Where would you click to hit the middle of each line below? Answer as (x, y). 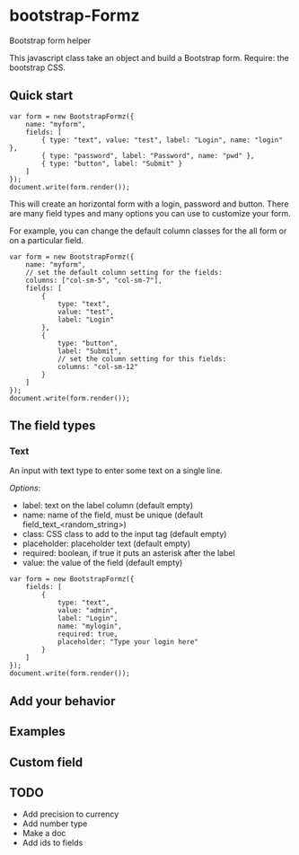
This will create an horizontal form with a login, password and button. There (149, 204)
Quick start (41, 96)
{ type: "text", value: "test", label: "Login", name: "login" (162, 140)
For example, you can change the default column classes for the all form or (148, 231)
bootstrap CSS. (37, 67)
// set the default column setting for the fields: (124, 272)
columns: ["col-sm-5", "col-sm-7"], (94, 280)
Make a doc (44, 833)
